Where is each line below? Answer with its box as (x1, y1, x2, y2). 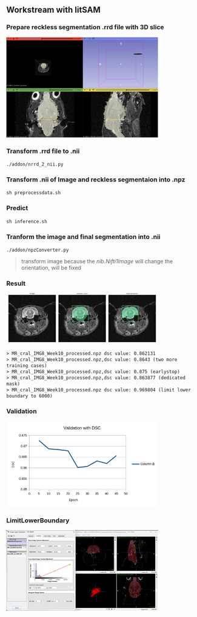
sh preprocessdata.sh (6, 190, 61, 196)
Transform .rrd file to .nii (6, 147, 80, 155)
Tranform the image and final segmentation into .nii (6, 232, 161, 241)
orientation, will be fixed (21, 264, 82, 271)
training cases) (6, 363, 47, 369)
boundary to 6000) (6, 393, 53, 399)
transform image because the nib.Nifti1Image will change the (21, 257, 173, 265)
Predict (6, 204, 28, 212)
